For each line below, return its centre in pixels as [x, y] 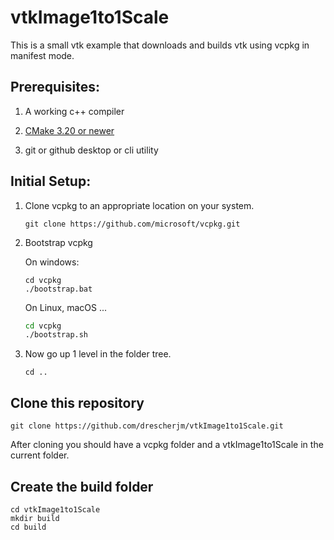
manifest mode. [42, 55]
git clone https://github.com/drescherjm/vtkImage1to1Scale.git [147, 426]
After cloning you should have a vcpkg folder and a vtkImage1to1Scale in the [167, 445]
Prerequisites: [55, 87]
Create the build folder [82, 486]
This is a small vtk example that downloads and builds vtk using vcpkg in [160, 45]
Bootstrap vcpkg [58, 242]
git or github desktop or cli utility [91, 150]
